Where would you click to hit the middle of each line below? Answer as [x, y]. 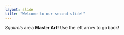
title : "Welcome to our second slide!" [45, 14]
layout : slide [19, 9]
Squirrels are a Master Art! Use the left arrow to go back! [62, 27]
